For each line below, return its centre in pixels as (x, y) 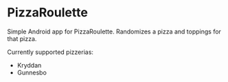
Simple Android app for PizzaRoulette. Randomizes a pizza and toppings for (114, 31)
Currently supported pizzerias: (50, 52)
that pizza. (22, 38)
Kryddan (29, 65)
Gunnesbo (32, 72)
